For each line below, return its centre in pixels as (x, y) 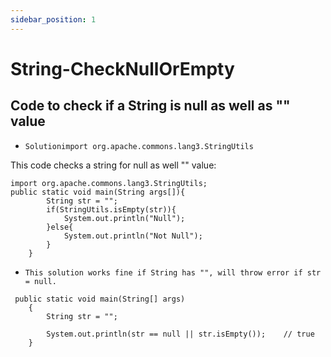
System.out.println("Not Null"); (133, 236)
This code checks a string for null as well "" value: (113, 165)
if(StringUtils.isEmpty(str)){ (111, 209)
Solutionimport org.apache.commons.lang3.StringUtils (139, 146)
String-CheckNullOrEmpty (122, 68)
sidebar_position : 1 (53, 19)
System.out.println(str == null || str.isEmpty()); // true (180, 334)
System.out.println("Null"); (124, 218)
